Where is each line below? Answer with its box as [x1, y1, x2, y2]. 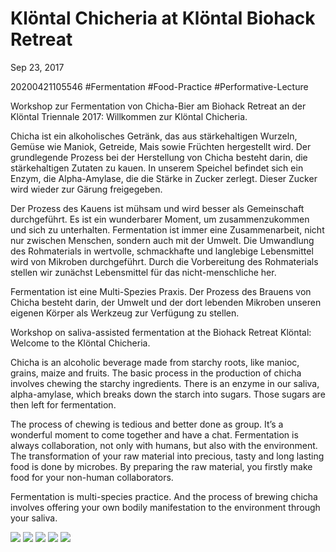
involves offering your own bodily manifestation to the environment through [10, 501, 321, 513]
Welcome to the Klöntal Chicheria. [10, 337, 151, 349]
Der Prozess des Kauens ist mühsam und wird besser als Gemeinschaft [10, 202, 305, 214]
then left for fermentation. [10, 398, 117, 411]
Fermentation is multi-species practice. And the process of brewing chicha [10, 490, 318, 502]
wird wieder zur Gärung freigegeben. [10, 183, 163, 195]
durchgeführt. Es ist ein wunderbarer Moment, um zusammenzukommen [10, 213, 310, 225]
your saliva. [10, 512, 58, 524]
